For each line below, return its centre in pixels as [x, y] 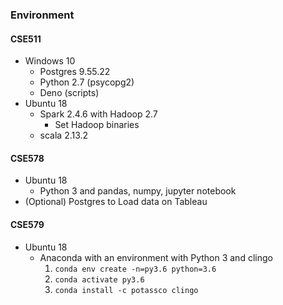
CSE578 [27, 158]
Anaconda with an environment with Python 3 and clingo [156, 257]
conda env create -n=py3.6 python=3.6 [135, 269]
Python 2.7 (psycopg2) [87, 82]
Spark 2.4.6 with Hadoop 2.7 [98, 114]
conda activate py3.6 [99, 279]
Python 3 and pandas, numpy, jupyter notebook [138, 191]
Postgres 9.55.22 [75, 72]
